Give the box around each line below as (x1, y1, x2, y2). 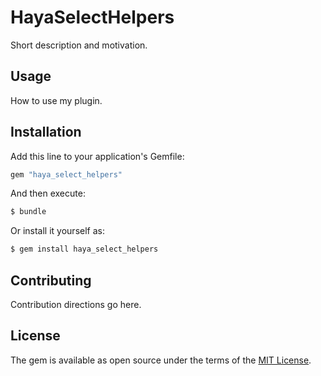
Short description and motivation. (10, 39, 148, 51)
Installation (10, 124, 82, 141)
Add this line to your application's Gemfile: (10, 150, 185, 162)
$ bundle (10, 207, 47, 217)
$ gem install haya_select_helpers (10, 244, 159, 255)
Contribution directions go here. (10, 299, 142, 310)
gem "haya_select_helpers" (10, 169, 123, 180)
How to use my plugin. (10, 94, 103, 106)
